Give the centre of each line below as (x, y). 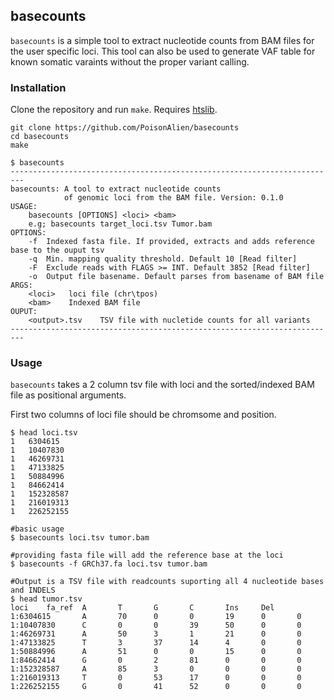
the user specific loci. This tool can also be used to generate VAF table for (163, 51)
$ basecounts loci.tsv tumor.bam (80, 538)
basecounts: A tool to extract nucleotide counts (116, 189)
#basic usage (37, 529)
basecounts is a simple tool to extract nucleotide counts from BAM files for (162, 40)
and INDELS (33, 590)
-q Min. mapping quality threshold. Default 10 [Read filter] (163, 259)
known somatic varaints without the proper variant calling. (130, 61)
